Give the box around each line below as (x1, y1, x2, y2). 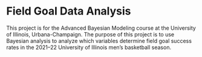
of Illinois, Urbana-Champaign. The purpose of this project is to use (6, 30, 175, 38)
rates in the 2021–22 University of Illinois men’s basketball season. (6, 44, 171, 51)
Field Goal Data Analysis (6, 4, 131, 18)
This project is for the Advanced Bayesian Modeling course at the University (6, 24, 197, 32)
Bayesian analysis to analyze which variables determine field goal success (6, 37, 192, 44)
